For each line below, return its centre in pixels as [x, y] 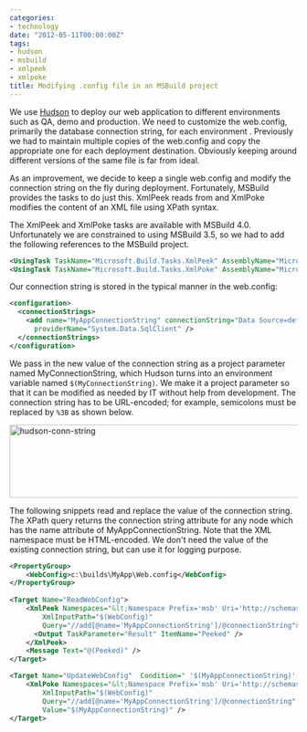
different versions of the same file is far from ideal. [105, 160]
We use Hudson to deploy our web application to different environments [145, 111]
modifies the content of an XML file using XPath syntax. [114, 207]
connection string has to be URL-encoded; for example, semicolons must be [153, 402]
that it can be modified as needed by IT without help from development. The [153, 392]
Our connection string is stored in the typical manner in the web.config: [144, 287]
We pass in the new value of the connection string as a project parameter [148, 363]
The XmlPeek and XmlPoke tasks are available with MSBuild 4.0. [130, 225]
